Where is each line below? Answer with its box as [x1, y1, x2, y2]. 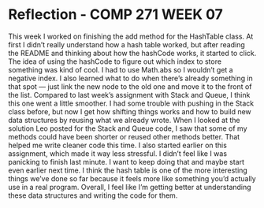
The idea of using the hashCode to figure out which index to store [8, 57, 222, 66]
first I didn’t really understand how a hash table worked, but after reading [8, 39, 246, 49]
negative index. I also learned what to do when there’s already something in [8, 73, 254, 83]
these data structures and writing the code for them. [8, 191, 178, 200]
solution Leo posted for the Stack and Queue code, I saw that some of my [8, 124, 247, 133]
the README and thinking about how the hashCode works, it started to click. [8, 48, 257, 58]
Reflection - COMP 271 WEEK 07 [8, 6, 223, 24]
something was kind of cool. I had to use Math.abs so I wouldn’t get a [8, 65, 234, 74]
